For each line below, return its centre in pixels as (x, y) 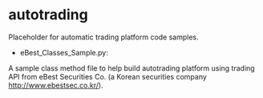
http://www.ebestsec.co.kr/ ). (56, 85)
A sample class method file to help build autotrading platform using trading (131, 68)
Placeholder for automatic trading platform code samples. (103, 37)
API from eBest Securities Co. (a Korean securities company (107, 76)
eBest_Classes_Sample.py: (64, 52)
